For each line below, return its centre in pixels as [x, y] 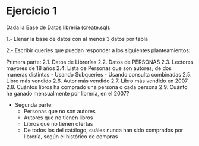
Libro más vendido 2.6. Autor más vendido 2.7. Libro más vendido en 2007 [97, 81]
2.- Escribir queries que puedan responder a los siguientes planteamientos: [98, 50]
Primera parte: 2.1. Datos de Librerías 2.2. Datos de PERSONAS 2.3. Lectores [100, 62]
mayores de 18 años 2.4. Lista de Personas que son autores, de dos [89, 68]
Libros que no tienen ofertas [58, 123]
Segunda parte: [34, 104]
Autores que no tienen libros [58, 118]
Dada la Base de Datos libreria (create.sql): [59, 27]
